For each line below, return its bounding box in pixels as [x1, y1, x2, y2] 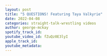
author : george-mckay [5, 25, 49, 30]
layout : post [5, 7, 31, 12]
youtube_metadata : [5, 43, 42, 48]
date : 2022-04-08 [5, 16, 40, 21]
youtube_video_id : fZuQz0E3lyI [5, 35, 68, 39]
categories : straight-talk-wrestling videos [5, 20, 96, 26]
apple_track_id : [5, 39, 38, 44]
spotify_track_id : [5, 30, 42, 35]
